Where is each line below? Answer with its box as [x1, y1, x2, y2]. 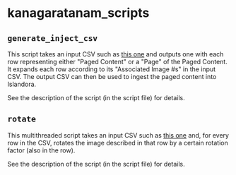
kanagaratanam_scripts [7, 5, 150, 21]
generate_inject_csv [7, 33, 98, 43]
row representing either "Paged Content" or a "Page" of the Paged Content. [7, 58, 228, 66]
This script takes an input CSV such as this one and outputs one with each [7, 50, 224, 58]
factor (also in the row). [7, 146, 76, 155]
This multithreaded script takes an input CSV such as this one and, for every [7, 131, 230, 139]
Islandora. [7, 80, 37, 88]
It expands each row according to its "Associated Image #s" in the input [7, 65, 216, 73]
